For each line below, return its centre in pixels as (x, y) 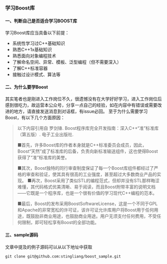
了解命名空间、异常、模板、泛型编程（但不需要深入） (67, 62)
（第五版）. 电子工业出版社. (45, 134)
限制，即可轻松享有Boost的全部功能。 (60, 223)
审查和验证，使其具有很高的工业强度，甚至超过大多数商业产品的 (91, 174)
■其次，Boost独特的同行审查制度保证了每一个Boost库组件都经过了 (85, 168)
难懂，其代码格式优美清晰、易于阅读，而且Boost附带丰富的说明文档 (86, 187)
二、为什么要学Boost (27, 87)
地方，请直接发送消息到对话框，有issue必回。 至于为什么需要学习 (81, 111)
